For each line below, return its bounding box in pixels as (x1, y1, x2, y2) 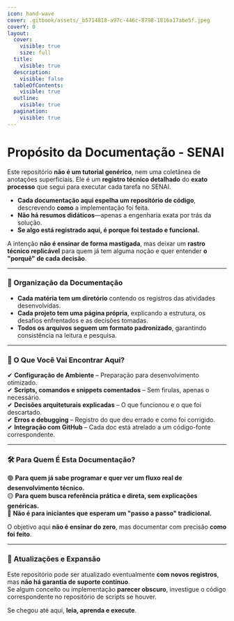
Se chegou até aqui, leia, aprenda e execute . (7, 606, 137, 614)
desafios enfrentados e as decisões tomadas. (17, 316, 148, 324)
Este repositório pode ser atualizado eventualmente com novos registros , (7, 570, 219, 578)
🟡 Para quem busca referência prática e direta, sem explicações (7, 492, 198, 500)
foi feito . (7, 530, 32, 538)
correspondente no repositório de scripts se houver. (7, 592, 157, 601)
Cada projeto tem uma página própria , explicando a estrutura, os (17, 308, 206, 317)
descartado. (7, 408, 42, 417)
